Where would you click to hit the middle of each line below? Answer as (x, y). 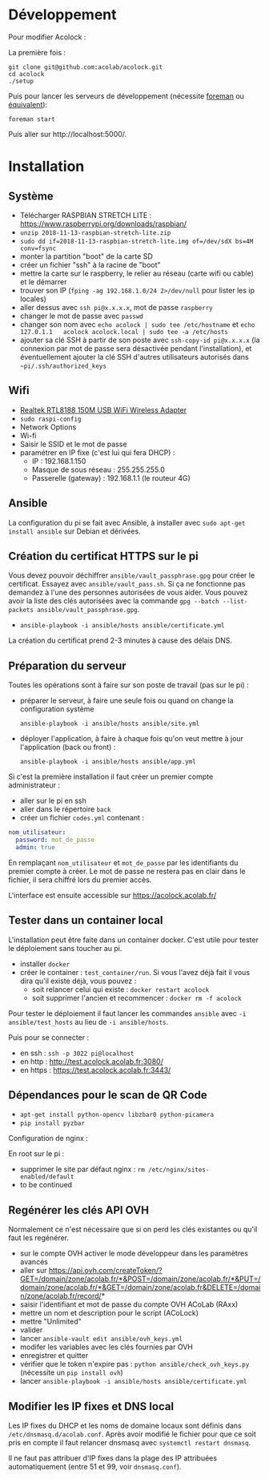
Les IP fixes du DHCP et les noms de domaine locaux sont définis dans (125, 1426)
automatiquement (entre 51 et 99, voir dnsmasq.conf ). (95, 1467)
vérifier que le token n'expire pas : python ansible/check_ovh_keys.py (134, 1364)
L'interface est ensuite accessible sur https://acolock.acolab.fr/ (112, 895)
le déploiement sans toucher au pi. (65, 948)
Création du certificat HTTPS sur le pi (103, 556)
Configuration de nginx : (48, 1138)
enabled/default (47, 1177)
